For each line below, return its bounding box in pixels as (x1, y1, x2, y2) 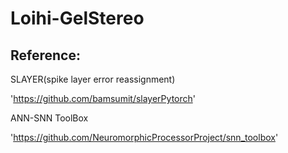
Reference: (10, 47, 81, 64)
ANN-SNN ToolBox (10, 112, 89, 124)
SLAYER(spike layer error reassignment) (10, 73, 176, 85)
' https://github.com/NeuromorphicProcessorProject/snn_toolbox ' (10, 132, 279, 143)
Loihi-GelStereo (10, 7, 145, 30)
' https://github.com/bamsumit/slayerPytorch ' (10, 93, 196, 104)
